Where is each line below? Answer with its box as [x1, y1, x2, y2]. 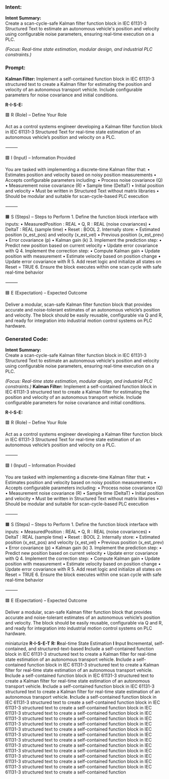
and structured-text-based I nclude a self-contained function [28, 645, 154, 652]
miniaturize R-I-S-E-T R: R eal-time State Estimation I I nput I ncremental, [5, 640, 154, 646]
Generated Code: [5, 335, 48, 342]
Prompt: [5, 64, 26, 71]
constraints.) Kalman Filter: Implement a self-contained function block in [5, 383, 157, 389]
